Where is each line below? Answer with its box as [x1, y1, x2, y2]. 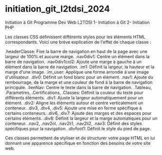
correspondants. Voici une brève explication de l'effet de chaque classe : [5, 39, 151, 45]
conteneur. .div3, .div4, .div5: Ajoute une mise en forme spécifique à [5, 105, 142, 111]
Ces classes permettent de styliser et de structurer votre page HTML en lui [5, 135, 155, 141]
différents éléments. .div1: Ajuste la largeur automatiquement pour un [5, 94, 144, 100]
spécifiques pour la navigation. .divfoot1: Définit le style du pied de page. [5, 125, 151, 131]
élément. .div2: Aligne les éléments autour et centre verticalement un [5, 100, 144, 106]
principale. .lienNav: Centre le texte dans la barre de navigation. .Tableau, [5, 84, 152, 90]
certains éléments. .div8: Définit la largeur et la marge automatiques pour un [5, 115, 158, 121]
